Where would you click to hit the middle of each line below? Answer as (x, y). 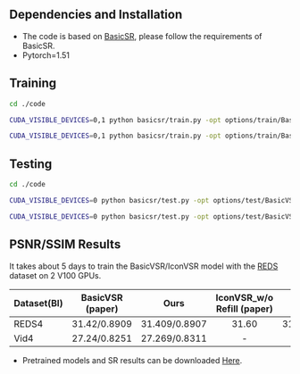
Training (33, 83)
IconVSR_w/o (245, 297)
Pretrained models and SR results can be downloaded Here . (132, 360)
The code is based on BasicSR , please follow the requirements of (142, 36)
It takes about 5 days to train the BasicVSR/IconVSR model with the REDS (144, 266)
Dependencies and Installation (96, 15)
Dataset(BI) (38, 303)
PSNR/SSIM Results (65, 245)
